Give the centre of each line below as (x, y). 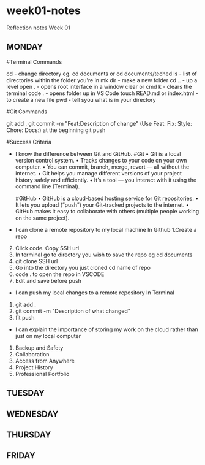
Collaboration (32, 354)
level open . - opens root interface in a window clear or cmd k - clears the (99, 86)
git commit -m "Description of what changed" (73, 311)
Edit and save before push (48, 280)
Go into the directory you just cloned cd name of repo (83, 267)
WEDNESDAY (32, 414)
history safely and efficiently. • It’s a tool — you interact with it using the (106, 180)
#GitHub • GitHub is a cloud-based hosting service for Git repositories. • (107, 198)
